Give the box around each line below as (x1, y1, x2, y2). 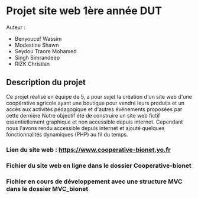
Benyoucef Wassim (14, 35, 62, 42)
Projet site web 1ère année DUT (6, 4, 163, 18)
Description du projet (6, 77, 86, 87)
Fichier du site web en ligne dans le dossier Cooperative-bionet (6, 161, 192, 170)
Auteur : (6, 24, 26, 31)
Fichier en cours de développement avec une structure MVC (6, 177, 183, 186)
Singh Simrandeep (14, 54, 60, 61)
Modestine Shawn (14, 41, 59, 48)
